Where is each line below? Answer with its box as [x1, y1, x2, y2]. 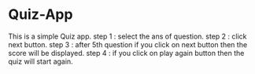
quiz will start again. [8, 57, 73, 66]
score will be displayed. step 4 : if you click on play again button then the [8, 48, 245, 57]
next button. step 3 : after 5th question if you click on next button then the [8, 39, 248, 49]
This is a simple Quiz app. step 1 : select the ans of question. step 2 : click [8, 31, 247, 41]
